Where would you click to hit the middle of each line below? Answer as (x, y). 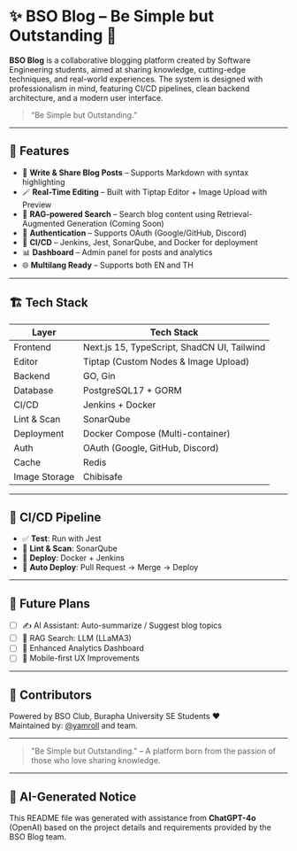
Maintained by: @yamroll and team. (74, 726)
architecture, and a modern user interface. (86, 97)
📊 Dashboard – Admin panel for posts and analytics (117, 252)
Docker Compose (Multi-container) (157, 433)
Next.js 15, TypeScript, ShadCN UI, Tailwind (174, 347)
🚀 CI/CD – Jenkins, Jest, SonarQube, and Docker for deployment (140, 242)
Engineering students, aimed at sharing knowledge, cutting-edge (127, 69)
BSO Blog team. (38, 837)
